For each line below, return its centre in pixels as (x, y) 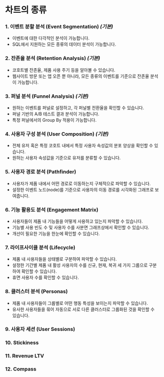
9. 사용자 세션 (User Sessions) (40, 329)
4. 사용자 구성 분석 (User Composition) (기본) (57, 134)
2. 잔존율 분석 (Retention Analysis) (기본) (53, 58)
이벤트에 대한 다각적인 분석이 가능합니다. (51, 38)
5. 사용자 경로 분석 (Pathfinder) (41, 172)
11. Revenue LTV (25, 356)
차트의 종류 (26, 10)
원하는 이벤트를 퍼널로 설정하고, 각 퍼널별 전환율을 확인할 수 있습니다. (78, 108)
